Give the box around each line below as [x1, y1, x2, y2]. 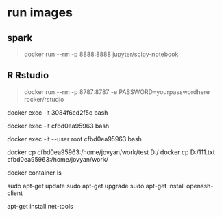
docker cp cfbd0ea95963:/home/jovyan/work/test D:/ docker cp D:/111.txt [7, 148, 216, 156]
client [7, 189, 23, 197]
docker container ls [7, 169, 62, 177]
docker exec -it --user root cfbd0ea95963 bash [7, 134, 143, 143]
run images [7, 5, 73, 20]
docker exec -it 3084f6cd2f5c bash [7, 108, 108, 117]
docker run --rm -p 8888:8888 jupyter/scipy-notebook [23, 50, 179, 58]
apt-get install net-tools [7, 202, 73, 210]
